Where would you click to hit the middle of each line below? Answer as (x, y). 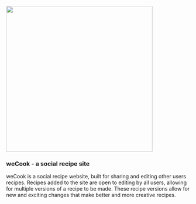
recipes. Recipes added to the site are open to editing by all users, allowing (97, 182)
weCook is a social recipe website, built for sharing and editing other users (96, 177)
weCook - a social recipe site (48, 164)
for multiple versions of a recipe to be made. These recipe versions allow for (98, 189)
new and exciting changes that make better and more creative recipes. (91, 195)
